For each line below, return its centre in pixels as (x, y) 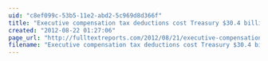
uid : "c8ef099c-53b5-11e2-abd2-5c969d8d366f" (85, 15)
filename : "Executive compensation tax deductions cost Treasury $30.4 (130, 45)
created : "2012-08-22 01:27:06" (62, 30)
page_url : (25, 38)
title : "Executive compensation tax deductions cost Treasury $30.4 (124, 23)
